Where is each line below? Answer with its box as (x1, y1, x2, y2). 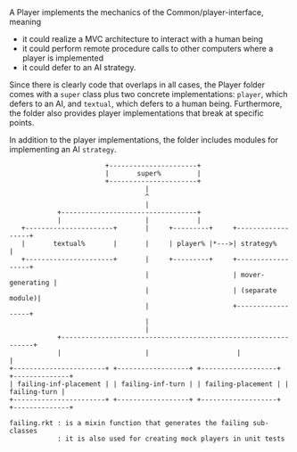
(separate (240, 286, 277, 295)
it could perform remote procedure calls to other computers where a (21, 44, 274, 54)
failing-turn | (9, 388, 66, 397)
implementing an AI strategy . (9, 144, 117, 155)
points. (9, 118, 35, 128)
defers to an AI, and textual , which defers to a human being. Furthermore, (9, 98, 283, 110)
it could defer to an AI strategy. (21, 62, 136, 73)
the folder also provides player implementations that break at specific (9, 108, 265, 119)
